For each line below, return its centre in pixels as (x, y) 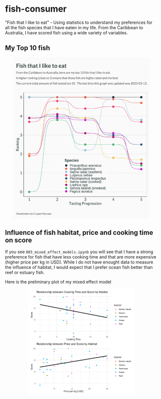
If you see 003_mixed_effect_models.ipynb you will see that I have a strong (79, 252)
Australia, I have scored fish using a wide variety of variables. (66, 33)
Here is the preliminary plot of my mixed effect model (58, 282)
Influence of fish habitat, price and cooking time (79, 233)
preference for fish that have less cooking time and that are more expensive (81, 257)
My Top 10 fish (28, 48)
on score (19, 240)
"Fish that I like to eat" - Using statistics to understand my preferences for (79, 22)
